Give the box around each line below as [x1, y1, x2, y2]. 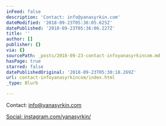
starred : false [6, 63, 44, 70]
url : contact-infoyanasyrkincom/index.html [6, 75, 116, 80]
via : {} [6, 47, 25, 53]
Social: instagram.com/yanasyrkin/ [6, 113, 91, 120]
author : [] [6, 36, 33, 42]
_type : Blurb [6, 80, 39, 86]
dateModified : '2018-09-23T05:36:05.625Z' [6, 20, 113, 25]
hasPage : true [6, 58, 41, 64]
